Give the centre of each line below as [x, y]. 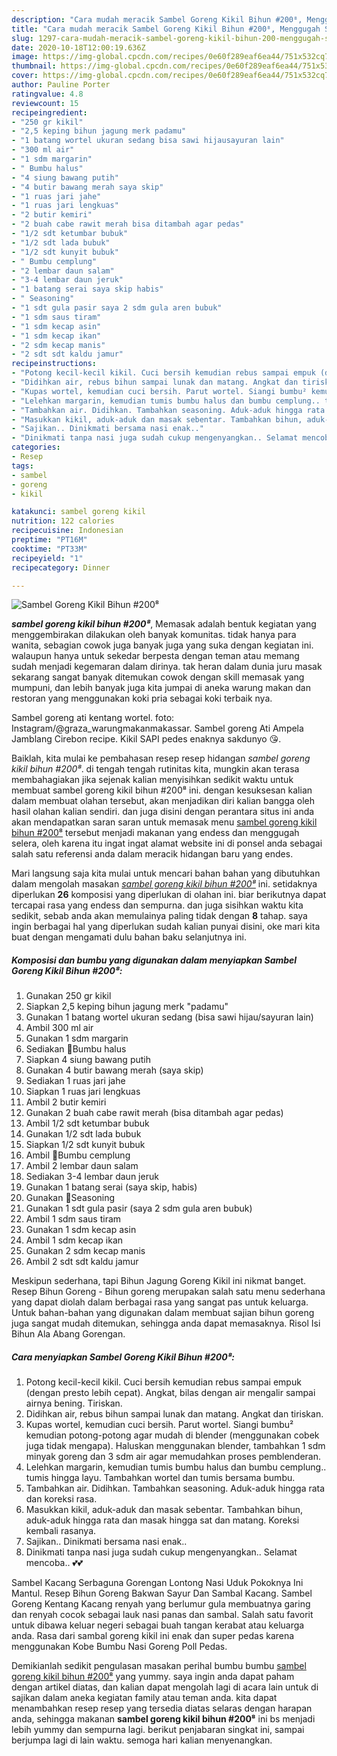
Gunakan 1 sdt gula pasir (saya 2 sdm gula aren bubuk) [139, 1208]
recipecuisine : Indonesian [67, 531]
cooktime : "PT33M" [49, 549]
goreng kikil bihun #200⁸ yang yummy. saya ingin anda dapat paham [153, 1677]
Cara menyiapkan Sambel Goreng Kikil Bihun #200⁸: [123, 1357]
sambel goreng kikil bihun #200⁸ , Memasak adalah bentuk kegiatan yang [164, 624]
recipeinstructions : [54, 364]
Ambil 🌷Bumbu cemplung [78, 1155]
